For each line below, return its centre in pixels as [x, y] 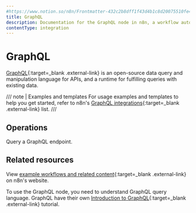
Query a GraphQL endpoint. [39, 142]
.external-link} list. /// [32, 109]
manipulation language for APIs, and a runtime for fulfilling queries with [91, 79]
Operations [27, 127]
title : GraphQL [24, 17]
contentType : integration [37, 28]
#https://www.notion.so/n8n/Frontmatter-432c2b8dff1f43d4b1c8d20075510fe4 [99, 11]
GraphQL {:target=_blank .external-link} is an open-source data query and [94, 73]
